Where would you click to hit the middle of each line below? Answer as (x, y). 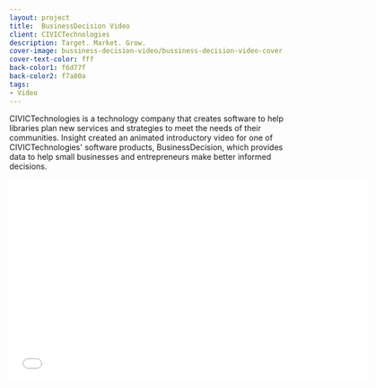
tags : (19, 84)
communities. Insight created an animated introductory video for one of (141, 137)
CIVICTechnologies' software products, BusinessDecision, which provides (146, 147)
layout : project (39, 18)
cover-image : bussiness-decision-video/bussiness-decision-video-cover (146, 51)
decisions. (28, 166)
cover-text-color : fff (52, 59)
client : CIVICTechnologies (60, 34)
